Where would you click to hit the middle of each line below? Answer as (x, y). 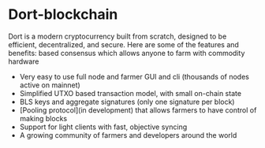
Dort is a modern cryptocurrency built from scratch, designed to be (118, 36)
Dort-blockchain (63, 15)
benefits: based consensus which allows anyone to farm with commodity (127, 53)
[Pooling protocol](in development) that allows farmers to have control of (138, 110)
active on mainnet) (50, 85)
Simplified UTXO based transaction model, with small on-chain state (131, 93)
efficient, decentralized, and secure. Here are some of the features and (123, 44)
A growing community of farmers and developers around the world (128, 135)
